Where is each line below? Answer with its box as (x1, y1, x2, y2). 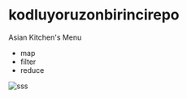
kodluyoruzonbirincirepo (8, 6, 180, 24)
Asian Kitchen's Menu (8, 32, 82, 42)
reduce (20, 65, 45, 75)
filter (20, 57, 37, 66)
